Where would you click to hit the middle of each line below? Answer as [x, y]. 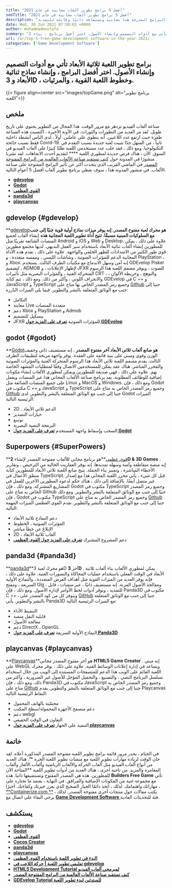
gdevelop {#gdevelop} [42, 217]
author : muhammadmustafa [32, 29]
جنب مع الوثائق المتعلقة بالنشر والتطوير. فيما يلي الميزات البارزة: [67, 290]
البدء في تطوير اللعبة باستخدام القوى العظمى [55, 858]
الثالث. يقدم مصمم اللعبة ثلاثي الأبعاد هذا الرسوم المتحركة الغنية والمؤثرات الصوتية [83, 361]
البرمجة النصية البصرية [34, 425]
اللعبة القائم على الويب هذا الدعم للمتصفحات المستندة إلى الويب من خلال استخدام [83, 672]
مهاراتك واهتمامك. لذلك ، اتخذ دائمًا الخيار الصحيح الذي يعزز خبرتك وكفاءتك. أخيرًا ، [83, 786]
